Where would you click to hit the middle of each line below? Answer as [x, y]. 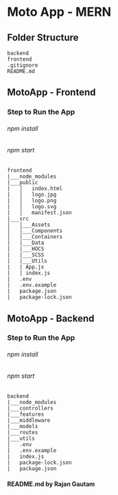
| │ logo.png [32, 201]
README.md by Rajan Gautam [51, 484]
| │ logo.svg [32, 207]
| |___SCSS [26, 255]
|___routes [23, 433]
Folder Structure [43, 38]
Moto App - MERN [59, 12]
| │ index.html [35, 189]
